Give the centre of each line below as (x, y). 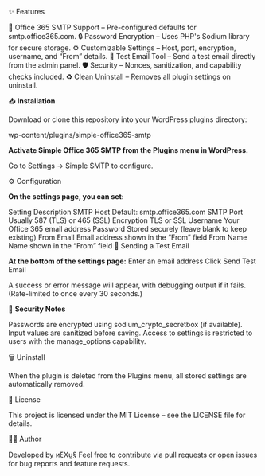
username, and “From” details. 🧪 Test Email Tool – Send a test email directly (132, 56)
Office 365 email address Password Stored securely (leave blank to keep (127, 229)
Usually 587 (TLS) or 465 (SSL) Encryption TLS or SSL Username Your (124, 220)
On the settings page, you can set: (66, 197)
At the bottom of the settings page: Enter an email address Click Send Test (132, 261)
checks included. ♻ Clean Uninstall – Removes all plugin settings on (119, 76)
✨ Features (27, 12)
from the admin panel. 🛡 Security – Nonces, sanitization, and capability (125, 65)
